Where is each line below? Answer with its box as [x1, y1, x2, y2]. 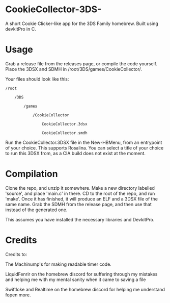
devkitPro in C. [5, 26, 37, 32]
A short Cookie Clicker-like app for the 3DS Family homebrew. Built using [5, 20, 159, 27]
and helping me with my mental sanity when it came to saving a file [5, 276, 146, 283]
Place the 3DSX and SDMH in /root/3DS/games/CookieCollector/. [5, 66, 143, 72]
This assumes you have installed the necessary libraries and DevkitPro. [5, 216, 155, 222]
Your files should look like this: [5, 75, 69, 82]
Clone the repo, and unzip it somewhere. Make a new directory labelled [5, 185, 155, 191]
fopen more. [5, 292, 32, 298]
